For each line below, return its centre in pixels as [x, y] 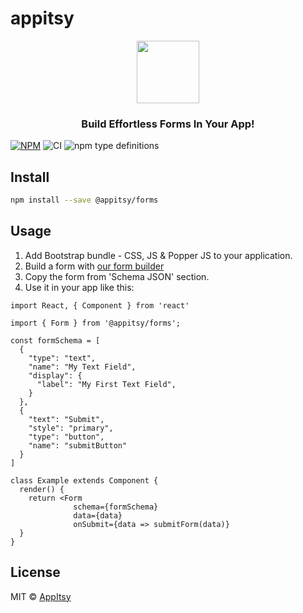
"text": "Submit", [66, 419]
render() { [42, 489]
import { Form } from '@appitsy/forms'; [96, 323]
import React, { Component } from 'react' [100, 305]
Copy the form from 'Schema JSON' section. [117, 276]
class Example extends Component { [84, 480]
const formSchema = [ [55, 340]
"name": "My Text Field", [82, 367]
